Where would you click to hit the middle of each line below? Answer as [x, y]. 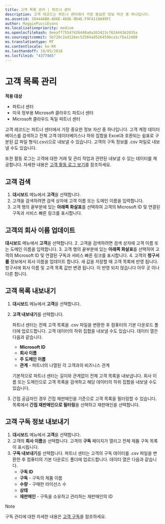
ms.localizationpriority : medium [39, 28]
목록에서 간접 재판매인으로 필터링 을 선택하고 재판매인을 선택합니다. [76, 404]
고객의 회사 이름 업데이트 [40, 230]
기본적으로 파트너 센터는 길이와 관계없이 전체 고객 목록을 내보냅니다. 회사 [82, 375]
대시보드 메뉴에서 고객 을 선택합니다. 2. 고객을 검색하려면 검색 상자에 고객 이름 [79, 243]
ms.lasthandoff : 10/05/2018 [34, 51]
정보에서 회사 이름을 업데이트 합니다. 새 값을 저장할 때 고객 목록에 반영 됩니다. [84, 261]
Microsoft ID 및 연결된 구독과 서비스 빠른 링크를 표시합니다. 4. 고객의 [80, 255]
